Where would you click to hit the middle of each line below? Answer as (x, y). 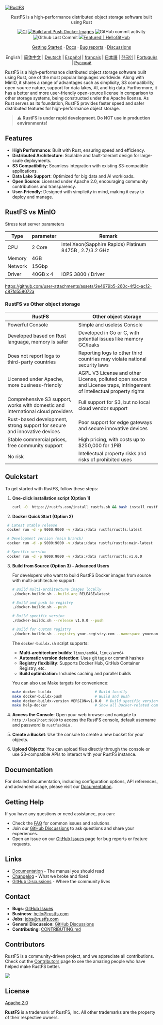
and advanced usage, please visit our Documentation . (59, 787)
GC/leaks (89, 345)
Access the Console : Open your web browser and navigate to (74, 715)
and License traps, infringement (115, 385)
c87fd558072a (20, 291)
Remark (108, 236)
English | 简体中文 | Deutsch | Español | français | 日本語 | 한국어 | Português (81, 57)
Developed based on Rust (37, 336)
